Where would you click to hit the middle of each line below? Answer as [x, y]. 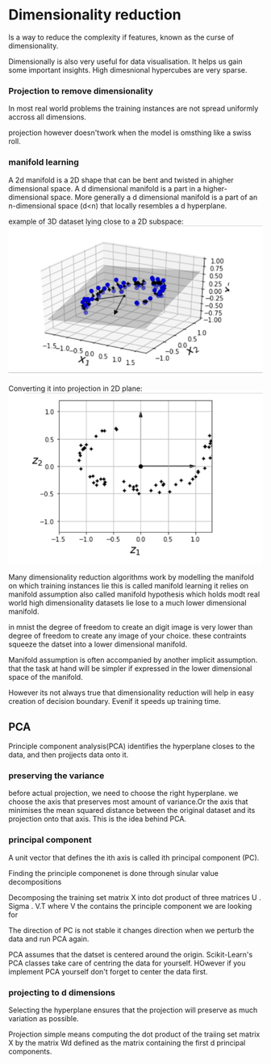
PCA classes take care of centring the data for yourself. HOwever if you [127, 963]
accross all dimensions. [48, 117]
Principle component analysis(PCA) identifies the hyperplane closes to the [132, 746]
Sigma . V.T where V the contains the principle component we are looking [130, 906]
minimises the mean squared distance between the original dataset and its [132, 811]
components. [30, 1051]
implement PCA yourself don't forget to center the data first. [108, 971]
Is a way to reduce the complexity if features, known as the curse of [121, 37]
